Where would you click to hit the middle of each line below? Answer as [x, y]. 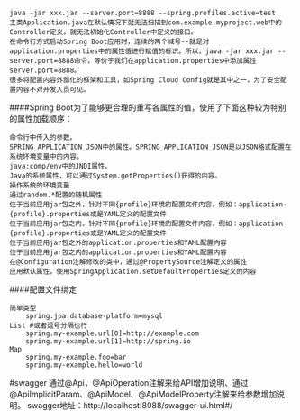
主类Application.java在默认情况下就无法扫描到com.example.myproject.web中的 [145, 23]
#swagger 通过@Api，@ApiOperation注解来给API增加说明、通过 [129, 383]
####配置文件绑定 [43, 289]
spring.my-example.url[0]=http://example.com [113, 333]
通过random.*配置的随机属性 [56, 195]
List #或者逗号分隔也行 [49, 325]
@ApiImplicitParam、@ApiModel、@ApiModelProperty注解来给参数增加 [143, 394]
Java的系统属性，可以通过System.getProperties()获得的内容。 [116, 176]
